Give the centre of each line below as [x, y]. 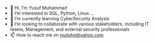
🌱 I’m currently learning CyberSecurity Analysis [60, 18]
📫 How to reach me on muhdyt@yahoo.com [57, 35]
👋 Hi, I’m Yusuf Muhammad [39, 8]
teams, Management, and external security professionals [70, 29]
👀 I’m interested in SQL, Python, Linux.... [52, 13]
